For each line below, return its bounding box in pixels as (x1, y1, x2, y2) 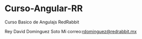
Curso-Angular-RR (4, 3, 83, 14)
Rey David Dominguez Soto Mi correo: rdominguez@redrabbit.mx (4, 28, 137, 34)
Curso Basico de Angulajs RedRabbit (4, 19, 80, 25)
